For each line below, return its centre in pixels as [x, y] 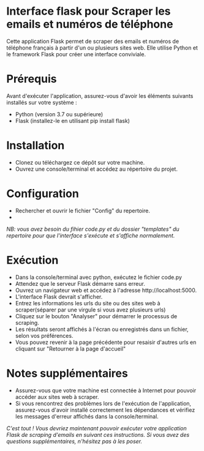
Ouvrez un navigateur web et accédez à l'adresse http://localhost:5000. [106, 290]
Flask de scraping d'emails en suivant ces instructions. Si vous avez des [98, 434]
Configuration [43, 193]
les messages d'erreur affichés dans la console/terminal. [87, 416]
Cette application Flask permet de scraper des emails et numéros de [93, 41]
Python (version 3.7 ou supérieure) [59, 114]
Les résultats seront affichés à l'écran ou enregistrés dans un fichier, [102, 329]
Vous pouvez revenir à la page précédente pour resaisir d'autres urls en [106, 342]
